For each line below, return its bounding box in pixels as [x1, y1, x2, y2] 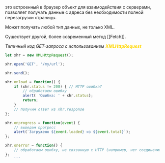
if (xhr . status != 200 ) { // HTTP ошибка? [14, 84, 102, 89]
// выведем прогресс [14, 125, 56, 130]
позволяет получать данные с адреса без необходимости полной [5, 9, 144, 15]
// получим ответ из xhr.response [14, 107, 84, 112]
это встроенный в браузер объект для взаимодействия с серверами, [5, 4, 151, 10]
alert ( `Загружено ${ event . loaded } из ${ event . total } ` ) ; [14, 130, 131, 134]
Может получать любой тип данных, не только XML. [5, 24, 115, 30]
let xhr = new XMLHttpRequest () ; [5, 53, 74, 58]
